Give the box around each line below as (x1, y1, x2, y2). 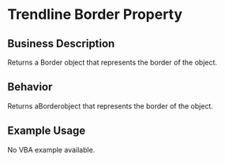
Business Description (7, 37, 115, 50)
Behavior (7, 80, 53, 94)
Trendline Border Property (7, 6, 183, 24)
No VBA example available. (7, 145, 96, 154)
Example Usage (7, 124, 86, 138)
